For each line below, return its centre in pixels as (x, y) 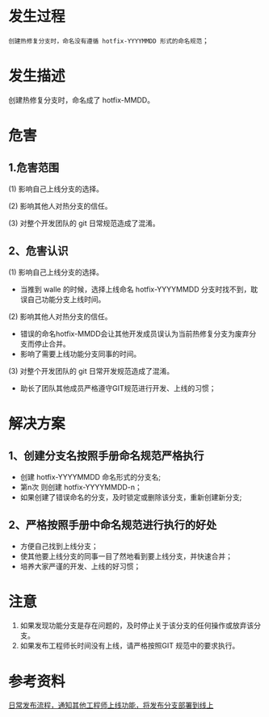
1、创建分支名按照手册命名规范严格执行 (106, 456)
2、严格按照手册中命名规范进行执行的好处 (113, 525)
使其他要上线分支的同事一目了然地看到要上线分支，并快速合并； (126, 556)
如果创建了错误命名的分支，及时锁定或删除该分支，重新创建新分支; (131, 497)
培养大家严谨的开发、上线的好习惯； (80, 566)
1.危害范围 (34, 168)
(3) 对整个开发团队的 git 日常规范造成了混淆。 (84, 223)
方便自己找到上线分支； (59, 546)
